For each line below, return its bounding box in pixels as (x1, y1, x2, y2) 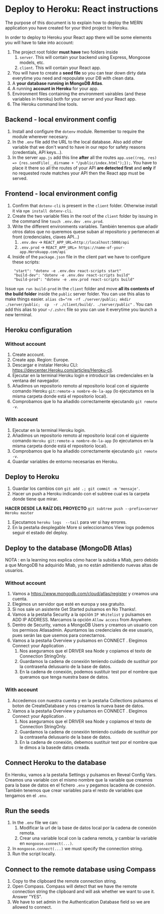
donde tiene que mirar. (12, 496, 58, 502)
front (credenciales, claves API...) (12, 234, 80, 240)
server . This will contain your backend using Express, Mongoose (19, 54, 150, 60)
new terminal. (5, 311, 33, 317)
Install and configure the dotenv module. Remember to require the (12, 128, 145, 134)
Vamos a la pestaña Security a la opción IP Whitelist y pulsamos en (12, 611, 151, 617)
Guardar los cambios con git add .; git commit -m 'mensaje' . (12, 485, 141, 491)
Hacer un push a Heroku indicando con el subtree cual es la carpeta (12, 491, 150, 497)
